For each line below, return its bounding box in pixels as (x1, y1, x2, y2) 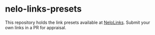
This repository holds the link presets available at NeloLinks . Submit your (5, 19, 150, 25)
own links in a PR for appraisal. (5, 24, 66, 30)
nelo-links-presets (5, 3, 82, 15)
